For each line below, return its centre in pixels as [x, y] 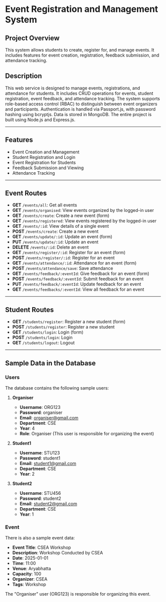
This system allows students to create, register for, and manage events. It [80, 50]
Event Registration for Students [44, 162]
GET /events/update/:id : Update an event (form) [62, 237]
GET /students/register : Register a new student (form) [69, 322]
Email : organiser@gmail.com [49, 417]
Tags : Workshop [29, 585]
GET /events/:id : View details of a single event [61, 226]
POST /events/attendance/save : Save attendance [63, 268]
